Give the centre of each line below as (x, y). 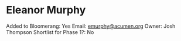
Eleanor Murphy (46, 10)
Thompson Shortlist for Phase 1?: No (50, 32)
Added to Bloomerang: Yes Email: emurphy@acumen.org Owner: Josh (91, 26)
